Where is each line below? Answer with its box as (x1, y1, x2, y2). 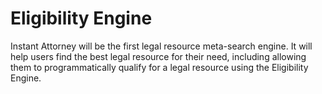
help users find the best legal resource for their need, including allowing (10, 50, 307, 62)
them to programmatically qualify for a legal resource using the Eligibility (10, 61, 309, 73)
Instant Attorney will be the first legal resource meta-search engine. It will (10, 40, 313, 52)
